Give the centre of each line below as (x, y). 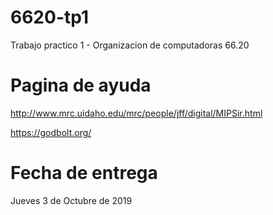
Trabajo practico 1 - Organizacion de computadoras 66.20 (130, 45)
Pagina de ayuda (81, 85)
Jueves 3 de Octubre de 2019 (71, 200)
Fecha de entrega (84, 173)
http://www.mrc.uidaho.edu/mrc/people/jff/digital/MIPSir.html (136, 113)
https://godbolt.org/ (51, 132)
